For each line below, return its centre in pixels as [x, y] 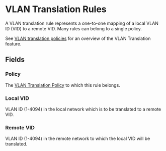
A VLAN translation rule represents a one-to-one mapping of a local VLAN [82, 23]
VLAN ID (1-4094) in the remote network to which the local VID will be [78, 139]
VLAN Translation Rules [56, 9]
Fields [15, 60]
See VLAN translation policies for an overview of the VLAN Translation [78, 38]
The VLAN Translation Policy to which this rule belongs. [63, 85]
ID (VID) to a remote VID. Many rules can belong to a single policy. [74, 28]
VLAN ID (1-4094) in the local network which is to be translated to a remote [83, 109]
